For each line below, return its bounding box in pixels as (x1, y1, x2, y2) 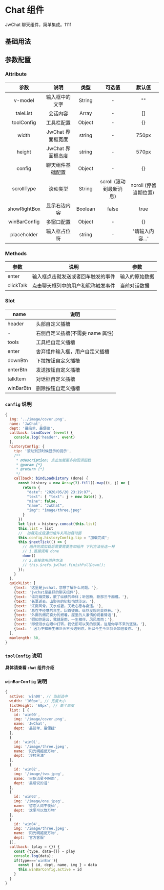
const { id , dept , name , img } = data (18, 863, 97, 867)
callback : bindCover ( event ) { (9, 430, 73, 435)
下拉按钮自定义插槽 (36, 357, 81, 364)
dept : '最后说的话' (14, 780, 50, 786)
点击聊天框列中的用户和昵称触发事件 (32, 282, 116, 289)
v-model (14, 97, 34, 104)
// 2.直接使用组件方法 (22, 558, 63, 563)
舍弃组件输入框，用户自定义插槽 (36, 348, 110, 355)
